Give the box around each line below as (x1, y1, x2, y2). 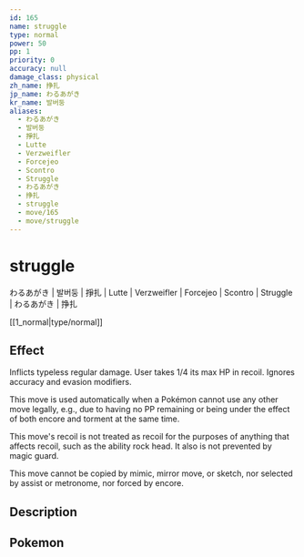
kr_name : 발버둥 (9, 97, 66, 107)
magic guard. (9, 451, 59, 461)
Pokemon (9, 535, 65, 551)
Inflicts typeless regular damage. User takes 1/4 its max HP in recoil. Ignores (9, 367, 296, 378)
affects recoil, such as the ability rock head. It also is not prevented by (9, 441, 273, 451)
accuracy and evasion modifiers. (9, 377, 132, 388)
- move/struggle (17, 216, 79, 226)
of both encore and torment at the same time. (9, 413, 180, 424)
